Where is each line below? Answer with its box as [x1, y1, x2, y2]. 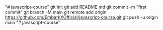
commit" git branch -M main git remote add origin [5, 9, 107, 15]
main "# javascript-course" [5, 19, 61, 25]
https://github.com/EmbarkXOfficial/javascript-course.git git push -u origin [5, 15, 158, 20]
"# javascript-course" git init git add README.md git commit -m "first [5, 4, 147, 10]
